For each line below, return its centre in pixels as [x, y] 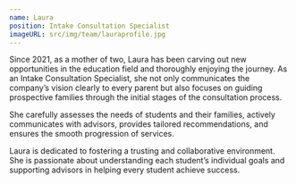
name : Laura [31, 17]
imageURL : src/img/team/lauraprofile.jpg [88, 34]
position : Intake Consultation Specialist [89, 26]
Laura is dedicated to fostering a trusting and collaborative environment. [142, 151]
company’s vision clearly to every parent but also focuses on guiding [136, 88]
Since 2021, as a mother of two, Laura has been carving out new [128, 60]
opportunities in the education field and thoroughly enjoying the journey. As [148, 69]
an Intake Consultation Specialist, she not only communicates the [130, 79]
